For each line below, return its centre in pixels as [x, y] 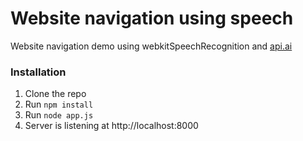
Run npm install [59, 104]
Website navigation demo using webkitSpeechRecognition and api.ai [151, 46]
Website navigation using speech [152, 18]
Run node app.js [59, 115]
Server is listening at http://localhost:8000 [111, 126]
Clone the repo [55, 94]
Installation [38, 72]
